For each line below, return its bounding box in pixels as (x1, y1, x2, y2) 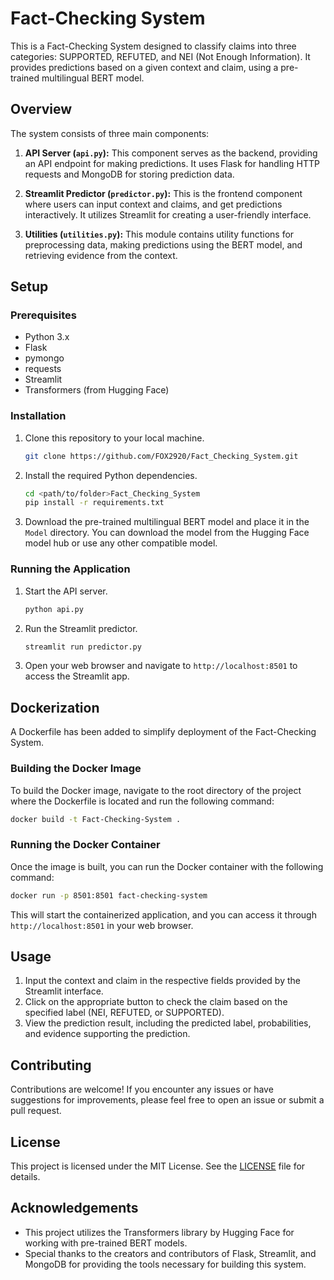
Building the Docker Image (10, 762, 142, 776)
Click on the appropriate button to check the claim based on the (24, 996, 288, 1008)
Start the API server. (24, 585, 108, 597)
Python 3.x (24, 331, 70, 343)
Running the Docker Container (10, 838, 161, 852)
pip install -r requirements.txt (24, 498, 165, 508)
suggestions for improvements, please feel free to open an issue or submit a (10, 1094, 325, 1106)
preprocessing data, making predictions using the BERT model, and (24, 238, 303, 251)
